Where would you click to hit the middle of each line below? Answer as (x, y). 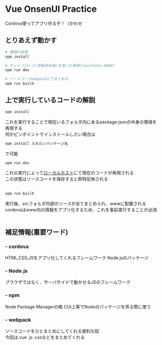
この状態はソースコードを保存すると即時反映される (57, 179)
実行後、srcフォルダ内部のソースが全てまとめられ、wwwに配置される (76, 204)
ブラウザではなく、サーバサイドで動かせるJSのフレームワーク (68, 282)
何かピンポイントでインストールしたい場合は (50, 134)
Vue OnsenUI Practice (51, 9)
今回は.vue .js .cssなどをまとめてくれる (45, 337)
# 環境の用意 (16, 52)
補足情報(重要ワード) (37, 232)
